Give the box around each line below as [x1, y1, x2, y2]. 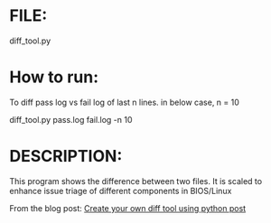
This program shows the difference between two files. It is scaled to [9, 175, 263, 186]
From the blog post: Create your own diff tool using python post [9, 202, 247, 213]
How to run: [9, 67, 99, 88]
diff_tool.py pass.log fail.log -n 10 [9, 114, 133, 125]
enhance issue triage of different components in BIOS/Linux [9, 185, 232, 196]
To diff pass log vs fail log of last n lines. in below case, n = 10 [9, 97, 239, 107]
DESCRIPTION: [9, 146, 123, 167]
